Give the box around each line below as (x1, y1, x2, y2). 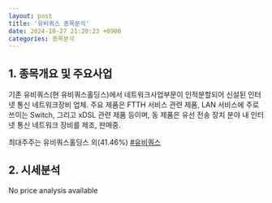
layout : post (8, 11, 53, 20)
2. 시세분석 (8, 163, 61, 177)
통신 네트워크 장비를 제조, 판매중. (16, 120, 121, 130)
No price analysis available (8, 185, 98, 195)
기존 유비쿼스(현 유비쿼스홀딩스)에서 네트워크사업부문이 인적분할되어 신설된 (8, 90, 246, 100)
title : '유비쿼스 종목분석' (8, 19, 90, 28)
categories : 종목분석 (8, 34, 75, 43)
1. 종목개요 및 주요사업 (8, 67, 113, 80)
